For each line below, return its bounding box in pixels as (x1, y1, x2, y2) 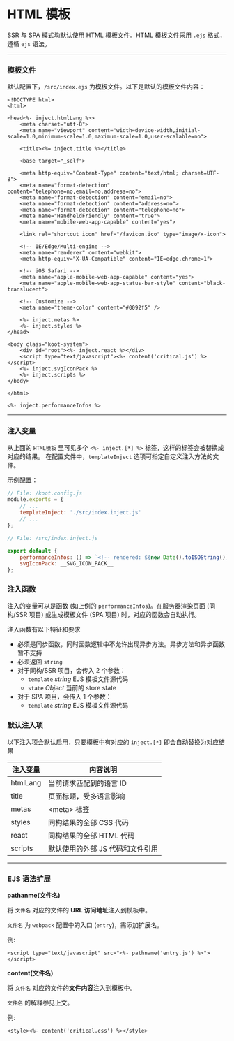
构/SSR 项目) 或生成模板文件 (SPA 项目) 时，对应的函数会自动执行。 (7, 611, 201, 619)
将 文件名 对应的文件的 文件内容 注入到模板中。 (7, 984, 136, 992)
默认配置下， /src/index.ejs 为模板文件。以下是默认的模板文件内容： (7, 82, 205, 91)
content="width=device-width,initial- (88, 127, 201, 134)
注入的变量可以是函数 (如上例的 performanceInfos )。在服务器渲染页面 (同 (7, 602, 216, 610)
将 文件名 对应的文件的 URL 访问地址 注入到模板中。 (7, 906, 152, 915)
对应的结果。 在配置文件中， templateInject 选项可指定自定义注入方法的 (7, 452, 214, 460)
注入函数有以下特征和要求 (7, 625, 81, 634)
